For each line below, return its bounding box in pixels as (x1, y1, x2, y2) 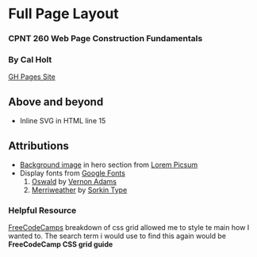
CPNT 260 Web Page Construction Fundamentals (8, 33, 203, 44)
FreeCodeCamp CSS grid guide (8, 240, 113, 249)
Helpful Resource (8, 205, 77, 216)
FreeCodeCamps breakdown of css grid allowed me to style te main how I (8, 223, 250, 232)
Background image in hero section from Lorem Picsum (19, 160, 198, 170)
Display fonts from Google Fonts (19, 168, 125, 178)
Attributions (8, 139, 70, 153)
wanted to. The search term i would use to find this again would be (8, 231, 227, 241)
